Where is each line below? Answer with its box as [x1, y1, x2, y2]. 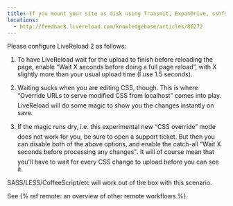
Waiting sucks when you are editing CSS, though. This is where [17, 84, 199, 92]
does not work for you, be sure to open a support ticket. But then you [17, 132, 215, 141]
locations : [7, 17, 39, 24]
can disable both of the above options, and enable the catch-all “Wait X [17, 140, 221, 148]
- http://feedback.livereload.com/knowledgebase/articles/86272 [13, 23, 203, 30]
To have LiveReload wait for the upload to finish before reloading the [17, 55, 214, 64]
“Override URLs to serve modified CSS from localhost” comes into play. [17, 92, 222, 100]
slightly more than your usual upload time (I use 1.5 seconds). [17, 70, 193, 78]
